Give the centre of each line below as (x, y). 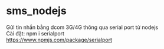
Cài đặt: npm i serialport (35, 33)
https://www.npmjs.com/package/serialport (59, 40)
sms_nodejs (36, 11)
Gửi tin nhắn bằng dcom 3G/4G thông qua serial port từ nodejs (82, 27)
